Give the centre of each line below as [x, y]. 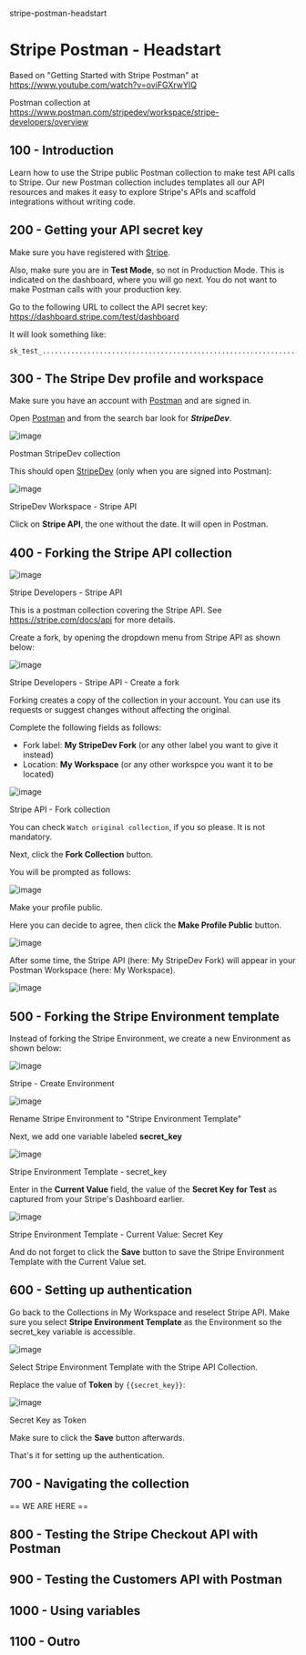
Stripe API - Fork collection [60, 809]
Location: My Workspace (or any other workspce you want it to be [148, 765]
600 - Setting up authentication [101, 1290]
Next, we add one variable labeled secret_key [96, 1136]
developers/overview [49, 121]
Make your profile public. [56, 908]
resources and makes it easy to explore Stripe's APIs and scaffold [133, 191]
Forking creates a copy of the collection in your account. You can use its [145, 700]
